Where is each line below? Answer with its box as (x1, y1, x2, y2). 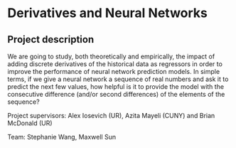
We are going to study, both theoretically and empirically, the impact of (7, 52, 215, 60)
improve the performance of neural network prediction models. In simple (7, 68, 220, 75)
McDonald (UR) (7, 119, 53, 127)
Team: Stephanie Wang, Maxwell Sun (7, 133, 116, 141)
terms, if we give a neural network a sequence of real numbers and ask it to (7, 75, 229, 83)
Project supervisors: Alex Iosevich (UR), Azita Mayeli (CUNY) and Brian (7, 112, 215, 120)
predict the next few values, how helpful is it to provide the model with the (7, 83, 225, 90)
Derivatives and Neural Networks (7, 5, 208, 21)
